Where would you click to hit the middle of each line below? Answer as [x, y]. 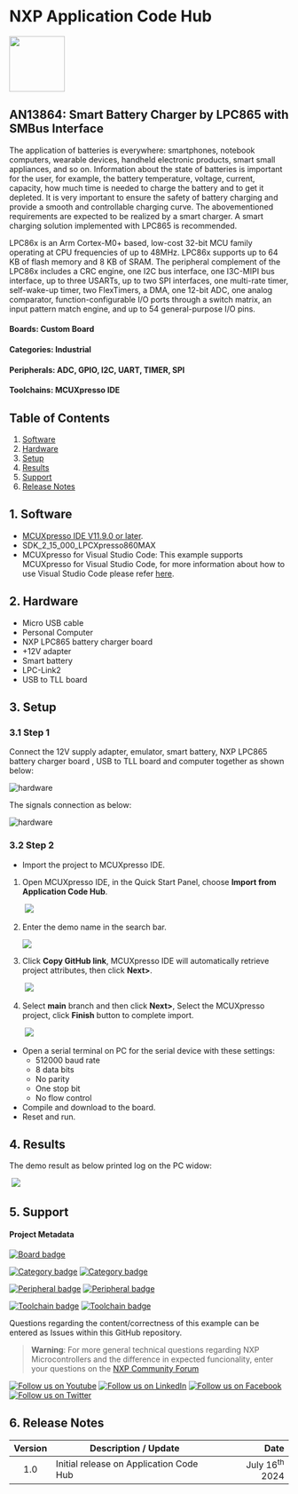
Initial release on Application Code [127, 1464]
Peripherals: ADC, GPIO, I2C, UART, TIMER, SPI [97, 369]
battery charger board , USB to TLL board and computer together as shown [147, 762]
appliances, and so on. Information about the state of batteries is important [146, 169]
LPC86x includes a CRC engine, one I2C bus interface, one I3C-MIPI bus [142, 271]
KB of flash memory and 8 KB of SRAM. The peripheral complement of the [145, 261]
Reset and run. [49, 1117]
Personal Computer [57, 632]
